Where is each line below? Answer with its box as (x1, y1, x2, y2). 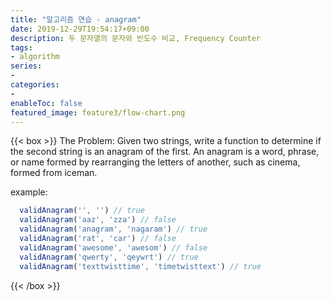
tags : (10, 42, 33, 53)
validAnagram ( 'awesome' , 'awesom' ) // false (19, 242, 208, 253)
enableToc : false (10, 98, 83, 108)
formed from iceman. (10, 167, 98, 179)
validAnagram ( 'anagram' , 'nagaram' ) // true (19, 224, 208, 235)
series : (10, 61, 43, 71)
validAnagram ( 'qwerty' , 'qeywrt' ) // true (19, 252, 199, 262)
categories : (10, 80, 60, 90)
